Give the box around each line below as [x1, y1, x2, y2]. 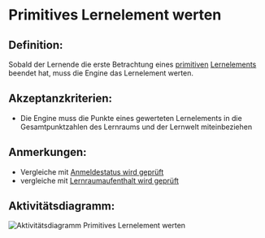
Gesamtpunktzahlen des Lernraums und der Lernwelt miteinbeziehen [20, 122, 253, 132]
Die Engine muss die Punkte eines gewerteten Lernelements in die [20, 113, 242, 123]
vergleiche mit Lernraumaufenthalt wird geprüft [20, 175, 179, 185]
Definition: [8, 38, 63, 52]
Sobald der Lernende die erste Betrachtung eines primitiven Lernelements [8, 59, 257, 69]
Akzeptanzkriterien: [8, 92, 112, 106]
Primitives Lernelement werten [8, 6, 222, 24]
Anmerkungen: [8, 145, 87, 159]
